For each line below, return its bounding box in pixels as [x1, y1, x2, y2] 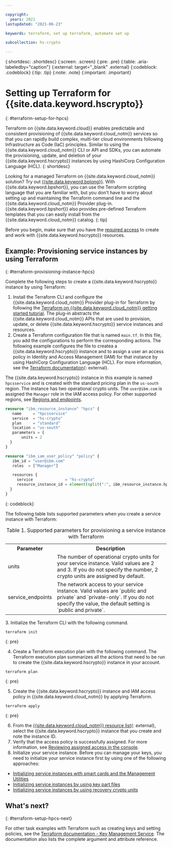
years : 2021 [10, 16, 36, 22]
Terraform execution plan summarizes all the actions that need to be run [12, 654, 165, 660]
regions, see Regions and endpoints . [5, 396, 82, 402]
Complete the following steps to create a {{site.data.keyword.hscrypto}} [5, 278, 157, 284]
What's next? [5, 801, 49, 810]
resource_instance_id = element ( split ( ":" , [16, 482, 111, 487]
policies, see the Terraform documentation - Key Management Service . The [5, 831, 165, 837]
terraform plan [5, 669, 38, 674]
